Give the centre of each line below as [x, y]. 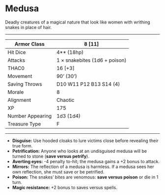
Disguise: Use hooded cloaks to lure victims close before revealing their [85, 141]
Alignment [19, 100]
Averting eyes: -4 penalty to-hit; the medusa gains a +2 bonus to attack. [86, 161]
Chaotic [65, 100]
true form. [22, 146]
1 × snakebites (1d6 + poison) [91, 60]
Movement [20, 76]
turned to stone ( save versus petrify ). [51, 156]
